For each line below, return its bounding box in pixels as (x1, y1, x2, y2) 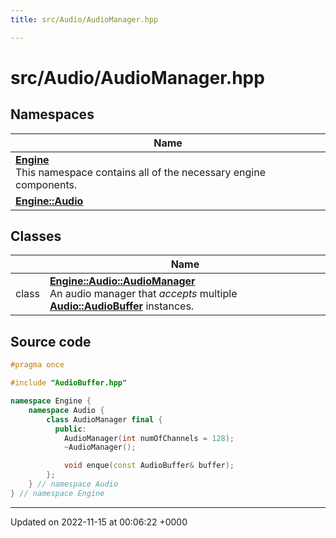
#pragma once (10, 360, 65, 370)
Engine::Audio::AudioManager (49, 274, 196, 288)
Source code (10, 333, 92, 350)
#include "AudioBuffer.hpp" (10, 378, 128, 388)
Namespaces (10, 106, 95, 123)
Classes (10, 228, 62, 245)
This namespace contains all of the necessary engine (15, 165, 266, 179)
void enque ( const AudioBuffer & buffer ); (63, 461, 235, 471)
